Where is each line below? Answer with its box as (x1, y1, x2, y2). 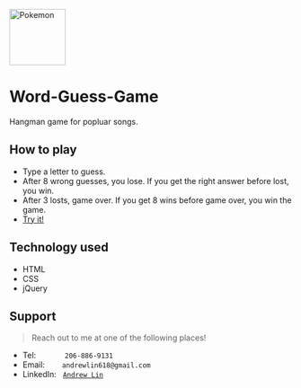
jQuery (22, 283, 48, 294)
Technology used (9, 240, 110, 255)
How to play (9, 142, 77, 157)
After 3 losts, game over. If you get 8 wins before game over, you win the (22, 194, 292, 206)
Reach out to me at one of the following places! (31, 332, 207, 343)
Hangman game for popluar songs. (9, 116, 138, 127)
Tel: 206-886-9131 (22, 350, 114, 361)
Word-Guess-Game (9, 86, 159, 107)
